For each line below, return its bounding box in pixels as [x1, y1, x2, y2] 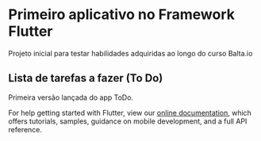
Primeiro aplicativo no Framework [8, 6, 236, 24]
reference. [8, 124, 42, 134]
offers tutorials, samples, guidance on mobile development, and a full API [8, 116, 248, 126]
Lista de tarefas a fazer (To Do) [8, 71, 163, 85]
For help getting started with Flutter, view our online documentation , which [8, 108, 252, 117]
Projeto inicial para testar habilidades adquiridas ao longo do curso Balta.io [8, 48, 253, 58]
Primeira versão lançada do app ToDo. [8, 93, 133, 102]
